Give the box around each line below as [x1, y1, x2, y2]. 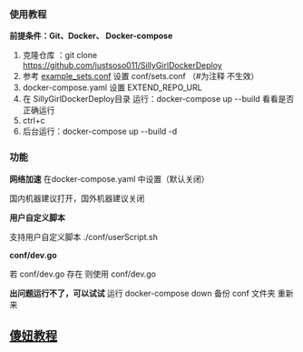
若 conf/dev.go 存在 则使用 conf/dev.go [9, 268, 157, 279]
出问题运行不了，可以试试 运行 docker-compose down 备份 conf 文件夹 [9, 287, 276, 298]
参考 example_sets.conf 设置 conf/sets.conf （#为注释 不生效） [22, 71, 259, 82]
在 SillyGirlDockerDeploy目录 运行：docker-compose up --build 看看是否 [22, 94, 295, 105]
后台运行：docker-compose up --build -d [22, 126, 178, 137]
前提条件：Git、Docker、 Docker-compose [9, 30, 173, 42]
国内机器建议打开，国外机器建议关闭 [9, 193, 145, 204]
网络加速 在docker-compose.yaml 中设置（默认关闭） [9, 173, 210, 184]
